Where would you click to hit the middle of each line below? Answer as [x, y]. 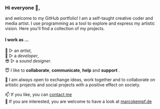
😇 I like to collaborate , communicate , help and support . [62, 70]
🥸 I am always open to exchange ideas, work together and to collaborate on [80, 79]
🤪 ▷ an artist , [19, 50]
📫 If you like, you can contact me [38, 94]
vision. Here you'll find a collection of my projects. [55, 29]
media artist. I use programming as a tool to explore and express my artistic [80, 23]
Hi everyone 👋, [22, 8]
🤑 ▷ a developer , [22, 56]
